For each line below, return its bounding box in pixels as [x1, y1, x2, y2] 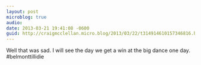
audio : [6, 19, 23, 25]
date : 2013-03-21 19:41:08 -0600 [6, 25, 90, 31]
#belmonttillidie [6, 53, 44, 60]
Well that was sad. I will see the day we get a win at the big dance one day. [6, 47, 190, 54]
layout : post [6, 8, 39, 15]
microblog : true [6, 14, 47, 20]
